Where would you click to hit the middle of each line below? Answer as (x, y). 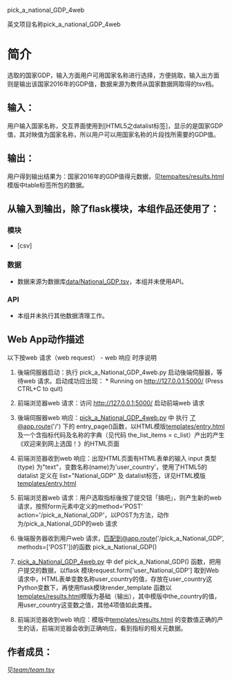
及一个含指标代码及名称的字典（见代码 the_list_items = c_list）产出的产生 (121, 434)
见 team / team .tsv (31, 670)
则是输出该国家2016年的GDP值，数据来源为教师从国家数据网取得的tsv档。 (112, 84)
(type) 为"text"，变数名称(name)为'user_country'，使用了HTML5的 (112, 467)
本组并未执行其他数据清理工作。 (62, 315)
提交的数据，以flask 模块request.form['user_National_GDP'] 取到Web (121, 570)
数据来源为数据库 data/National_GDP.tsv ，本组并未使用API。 (102, 281)
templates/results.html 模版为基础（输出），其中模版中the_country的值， (119, 596)
